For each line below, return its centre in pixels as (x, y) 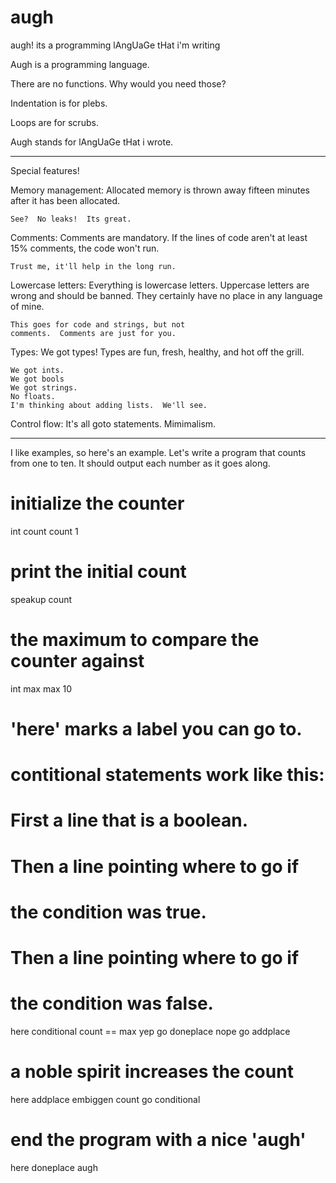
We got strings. (44, 387)
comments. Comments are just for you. (93, 333)
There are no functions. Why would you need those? (118, 83)
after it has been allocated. (65, 200)
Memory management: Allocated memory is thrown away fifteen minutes (160, 190)
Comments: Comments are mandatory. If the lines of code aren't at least (159, 237)
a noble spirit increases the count (152, 1072)
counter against (77, 661)
